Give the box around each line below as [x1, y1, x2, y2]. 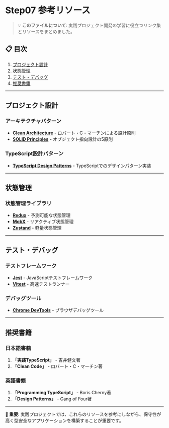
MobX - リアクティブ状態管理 [12, 219, 74, 225]
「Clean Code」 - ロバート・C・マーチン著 [12, 363, 103, 369]
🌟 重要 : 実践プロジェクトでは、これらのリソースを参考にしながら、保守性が [5, 411, 161, 417]
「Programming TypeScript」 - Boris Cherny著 [12, 390, 112, 396]
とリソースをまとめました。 [17, 28, 75, 34]
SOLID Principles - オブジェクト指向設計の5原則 [12, 136, 113, 142]
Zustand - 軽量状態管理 [12, 225, 62, 231]
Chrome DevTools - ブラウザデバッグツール [12, 307, 104, 313]
